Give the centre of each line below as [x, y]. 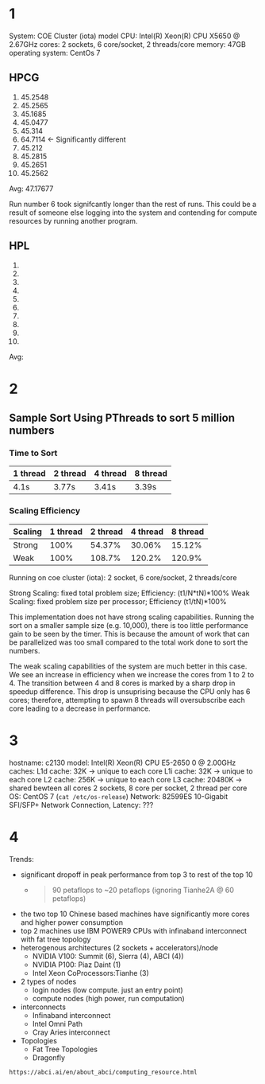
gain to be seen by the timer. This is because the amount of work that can [129, 634]
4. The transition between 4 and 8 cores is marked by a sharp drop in [122, 683]
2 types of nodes [48, 981]
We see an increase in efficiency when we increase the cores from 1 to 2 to [132, 674]
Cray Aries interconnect [71, 1032]
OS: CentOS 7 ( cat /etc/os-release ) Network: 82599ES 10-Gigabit [119, 796]
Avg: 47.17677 [31, 189]
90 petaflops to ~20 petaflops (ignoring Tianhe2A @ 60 [143, 890]
